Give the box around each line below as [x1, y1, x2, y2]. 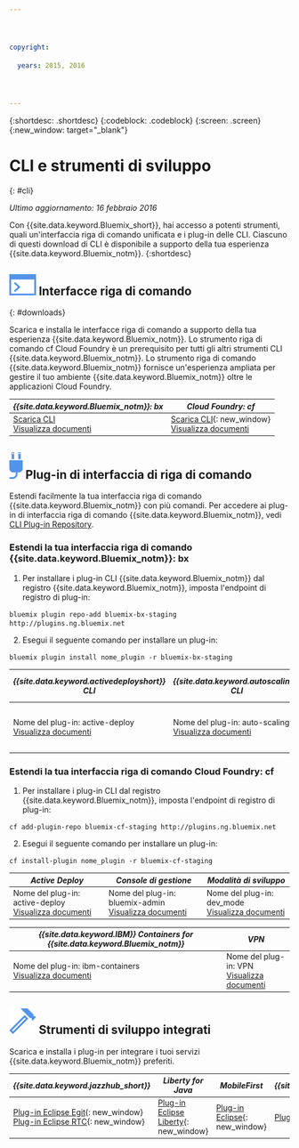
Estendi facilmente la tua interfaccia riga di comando [9, 490, 202, 502]
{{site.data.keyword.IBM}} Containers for [38, 929, 194, 940]
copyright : [9, 43, 50, 52]
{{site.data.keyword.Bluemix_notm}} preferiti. [9, 1055, 175, 1066]
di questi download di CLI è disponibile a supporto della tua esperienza [9, 238, 270, 249]
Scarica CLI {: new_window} [170, 414, 271, 424]
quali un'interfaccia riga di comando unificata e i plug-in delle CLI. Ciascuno [9, 229, 287, 239]
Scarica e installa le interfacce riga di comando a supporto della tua [9, 325, 257, 336]
